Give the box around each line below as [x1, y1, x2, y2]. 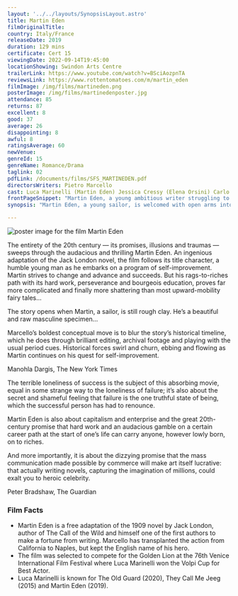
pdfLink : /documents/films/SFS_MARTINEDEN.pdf [7, 175, 147, 182]
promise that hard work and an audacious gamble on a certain [31, 422, 213, 431]
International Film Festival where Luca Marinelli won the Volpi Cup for [17, 559, 220, 568]
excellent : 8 [7, 109, 46, 116]
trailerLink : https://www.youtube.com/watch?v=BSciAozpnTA [7, 69, 186, 77]
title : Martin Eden [7, 17, 65, 24]
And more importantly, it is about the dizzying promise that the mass [7, 451, 207, 459]
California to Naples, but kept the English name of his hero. [17, 544, 190, 553]
